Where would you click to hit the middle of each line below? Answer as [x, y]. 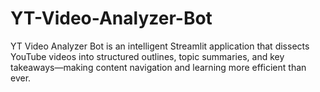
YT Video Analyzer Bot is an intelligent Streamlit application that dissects [160, 46]
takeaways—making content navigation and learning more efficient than [158, 67]
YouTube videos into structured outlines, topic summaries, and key [147, 56]
